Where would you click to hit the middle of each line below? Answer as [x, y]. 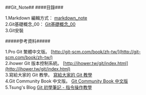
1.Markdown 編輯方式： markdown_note [46, 18]
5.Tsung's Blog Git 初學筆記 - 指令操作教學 [49, 87]
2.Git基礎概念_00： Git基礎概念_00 [40, 24]
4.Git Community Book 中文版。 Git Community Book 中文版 [67, 81]
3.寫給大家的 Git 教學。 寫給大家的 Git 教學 [49, 75]
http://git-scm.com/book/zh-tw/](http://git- [96, 52]
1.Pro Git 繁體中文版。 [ [29, 52]
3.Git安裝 [14, 30]
